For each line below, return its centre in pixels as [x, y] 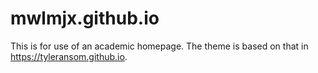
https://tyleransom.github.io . [69, 56]
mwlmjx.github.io [85, 18]
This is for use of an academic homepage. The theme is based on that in [159, 46]
